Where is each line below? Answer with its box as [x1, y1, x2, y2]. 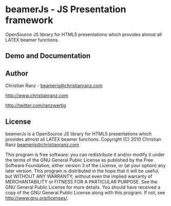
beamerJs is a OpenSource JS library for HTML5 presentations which [5, 130, 152, 136]
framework [5, 14, 53, 26]
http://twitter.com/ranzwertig [5, 102, 67, 108]
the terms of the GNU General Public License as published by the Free [5, 157, 154, 163]
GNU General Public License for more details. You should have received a [5, 184, 160, 190]
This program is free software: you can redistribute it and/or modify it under [5, 151, 165, 157]
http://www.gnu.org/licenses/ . [5, 195, 69, 201]
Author [5, 69, 28, 78]
